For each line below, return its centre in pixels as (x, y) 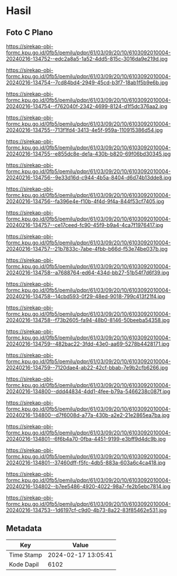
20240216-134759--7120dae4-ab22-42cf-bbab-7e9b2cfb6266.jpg (87, 368)
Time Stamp (26, 555)
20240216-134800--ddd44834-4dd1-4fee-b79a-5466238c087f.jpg (88, 391)
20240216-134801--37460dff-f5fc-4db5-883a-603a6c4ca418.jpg (86, 463)
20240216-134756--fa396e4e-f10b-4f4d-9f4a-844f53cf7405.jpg (85, 201)
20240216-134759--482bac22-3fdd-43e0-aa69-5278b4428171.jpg (88, 344)
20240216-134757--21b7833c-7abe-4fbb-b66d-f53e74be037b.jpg (87, 249)
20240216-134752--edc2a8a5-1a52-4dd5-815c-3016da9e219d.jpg (87, 59)
